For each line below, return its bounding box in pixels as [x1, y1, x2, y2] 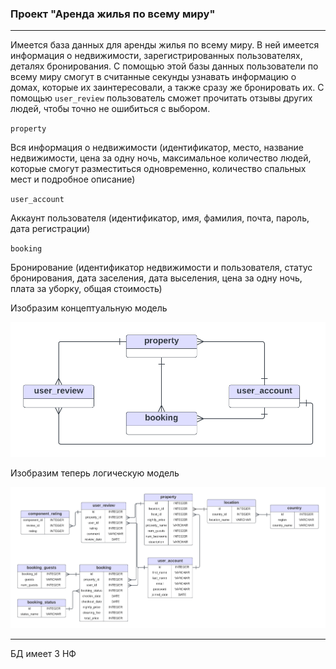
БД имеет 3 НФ [10, 647, 77, 659]
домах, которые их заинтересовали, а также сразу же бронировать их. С [10, 82, 325, 94]
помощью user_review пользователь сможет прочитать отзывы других [10, 92, 313, 104]
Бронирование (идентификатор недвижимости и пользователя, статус [10, 262, 313, 274]
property [10, 124, 47, 134]
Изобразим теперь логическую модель [10, 467, 180, 479]
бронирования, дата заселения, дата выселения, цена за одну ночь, [10, 272, 303, 284]
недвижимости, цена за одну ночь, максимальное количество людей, [10, 152, 312, 164]
